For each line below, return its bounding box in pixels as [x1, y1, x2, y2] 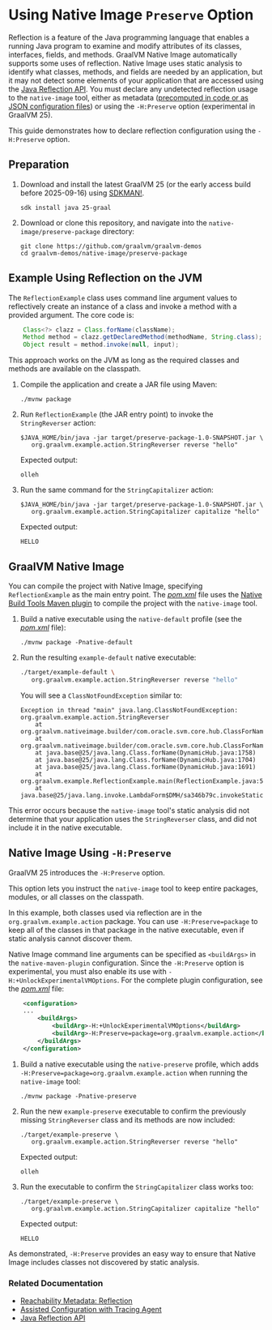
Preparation [8, 158, 70, 172]
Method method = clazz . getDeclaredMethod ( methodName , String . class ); [23, 333, 263, 341]
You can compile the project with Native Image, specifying [8, 581, 203, 591]
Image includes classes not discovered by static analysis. [8, 1257, 200, 1267]
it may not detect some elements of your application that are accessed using [8, 75, 264, 85]
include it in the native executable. [8, 823, 123, 832]
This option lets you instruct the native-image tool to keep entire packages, [8, 883, 258, 893]
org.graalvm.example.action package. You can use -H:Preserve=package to [8, 916, 258, 926]
